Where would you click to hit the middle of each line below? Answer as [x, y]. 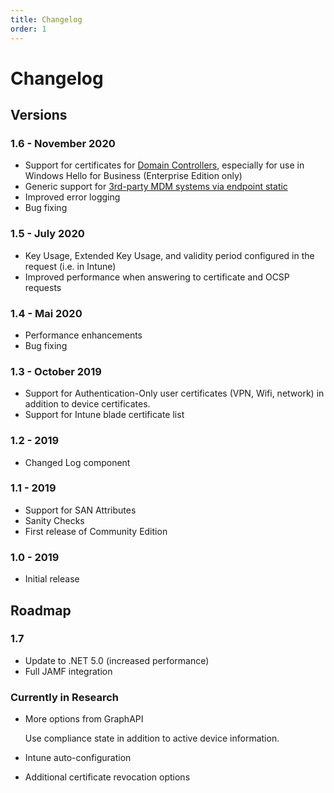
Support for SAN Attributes [80, 510]
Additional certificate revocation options [107, 777]
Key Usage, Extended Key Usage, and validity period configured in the [169, 255]
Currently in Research [65, 697]
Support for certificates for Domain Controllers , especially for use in [164, 165]
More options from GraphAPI [84, 719]
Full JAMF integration [68, 671]
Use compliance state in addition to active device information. [152, 738]
